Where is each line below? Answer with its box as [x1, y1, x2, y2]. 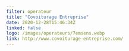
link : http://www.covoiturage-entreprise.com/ [6, 36, 124, 42]
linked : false [6, 25, 42, 31]
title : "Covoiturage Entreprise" [6, 14, 89, 20]
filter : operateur [6, 8, 52, 15]
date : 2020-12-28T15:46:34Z [6, 19, 76, 25]
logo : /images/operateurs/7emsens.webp [6, 30, 105, 36]
